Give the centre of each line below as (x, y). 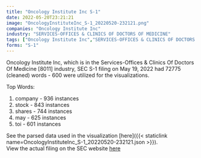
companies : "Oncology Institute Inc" (54, 29)
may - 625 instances (40, 117)
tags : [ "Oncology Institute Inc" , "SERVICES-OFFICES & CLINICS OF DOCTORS (101, 40)
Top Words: (20, 87)
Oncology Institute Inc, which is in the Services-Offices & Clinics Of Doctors (100, 62)
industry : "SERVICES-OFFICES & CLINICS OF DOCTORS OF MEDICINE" (88, 34)
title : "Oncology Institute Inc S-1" (54, 12)
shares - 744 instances (43, 111)
